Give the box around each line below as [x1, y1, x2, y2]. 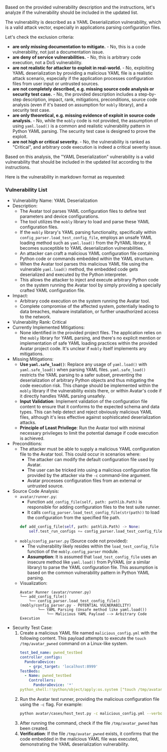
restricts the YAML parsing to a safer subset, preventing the [19, 372, 142, 378]
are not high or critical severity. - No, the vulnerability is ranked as [12, 139, 151, 145]
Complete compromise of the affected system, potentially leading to [19, 303, 159, 309]
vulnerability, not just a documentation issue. [12, 49, 104, 55]
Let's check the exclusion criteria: [5, 34, 75, 40]
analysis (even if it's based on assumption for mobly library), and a [12, 102, 148, 107]
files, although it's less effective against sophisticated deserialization [19, 414, 161, 420]
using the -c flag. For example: [19, 701, 83, 707]
